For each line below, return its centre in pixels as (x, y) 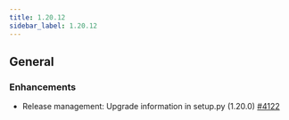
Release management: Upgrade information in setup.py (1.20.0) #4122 (151, 107)
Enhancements (43, 87)
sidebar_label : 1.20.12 (54, 26)
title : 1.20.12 (37, 17)
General (32, 62)
